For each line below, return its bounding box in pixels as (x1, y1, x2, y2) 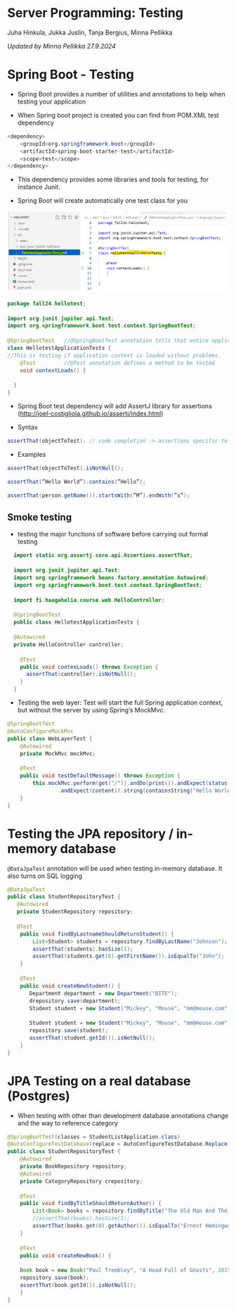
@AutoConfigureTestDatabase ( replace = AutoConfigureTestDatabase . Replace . (7, 1140, 231, 1148)
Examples (17, 451, 46, 459)
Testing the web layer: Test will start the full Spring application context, (17, 698, 223, 707)
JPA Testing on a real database (7, 1073, 191, 1089)
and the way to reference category (17, 1119, 118, 1127)
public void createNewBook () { (20, 1252, 112, 1259)
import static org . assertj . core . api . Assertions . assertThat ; (13, 552, 193, 559)
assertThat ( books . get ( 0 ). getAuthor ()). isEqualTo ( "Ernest (32, 1223, 202, 1230)
